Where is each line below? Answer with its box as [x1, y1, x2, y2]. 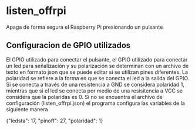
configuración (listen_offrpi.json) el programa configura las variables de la [6, 100, 185, 107]
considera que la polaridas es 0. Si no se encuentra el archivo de [6, 93, 163, 100]
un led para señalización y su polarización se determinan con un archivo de [6, 62, 189, 69]
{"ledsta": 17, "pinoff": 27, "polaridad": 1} [6, 117, 103, 124]
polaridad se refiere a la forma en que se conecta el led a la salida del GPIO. [6, 74, 190, 81]
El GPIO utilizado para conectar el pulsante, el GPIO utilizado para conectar [6, 56, 188, 63]
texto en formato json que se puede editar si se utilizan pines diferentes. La [6, 69, 189, 76]
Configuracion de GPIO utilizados [6, 40, 131, 50]
